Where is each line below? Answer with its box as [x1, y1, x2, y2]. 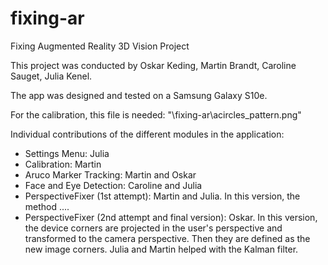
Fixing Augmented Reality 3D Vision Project [10, 40, 190, 52]
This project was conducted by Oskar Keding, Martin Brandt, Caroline [10, 59, 297, 71]
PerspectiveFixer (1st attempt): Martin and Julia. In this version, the [24, 190, 301, 202]
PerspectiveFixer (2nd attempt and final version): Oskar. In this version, [24, 211, 318, 223]
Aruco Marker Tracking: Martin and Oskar [24, 168, 197, 181]
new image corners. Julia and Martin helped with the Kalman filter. [24, 243, 299, 255]
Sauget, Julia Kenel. [10, 70, 93, 82]
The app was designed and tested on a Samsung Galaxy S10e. [10, 89, 268, 101]
